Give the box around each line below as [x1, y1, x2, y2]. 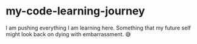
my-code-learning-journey [5, 4, 145, 18]
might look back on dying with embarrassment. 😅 [5, 30, 132, 37]
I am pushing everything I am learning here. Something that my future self [5, 24, 192, 31]
